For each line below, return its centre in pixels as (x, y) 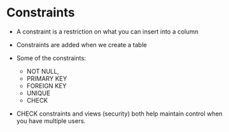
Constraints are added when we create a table (82, 44)
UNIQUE (38, 93)
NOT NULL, (43, 71)
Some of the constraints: (51, 58)
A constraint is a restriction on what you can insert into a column (107, 31)
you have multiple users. (51, 120)
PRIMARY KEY (47, 78)
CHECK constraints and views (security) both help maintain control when (119, 114)
